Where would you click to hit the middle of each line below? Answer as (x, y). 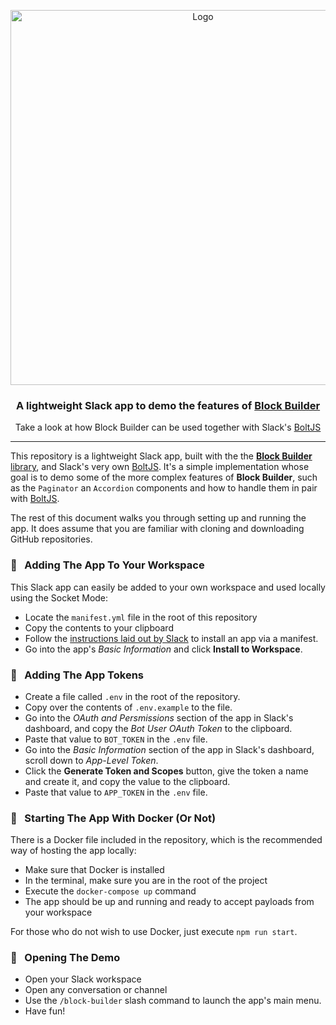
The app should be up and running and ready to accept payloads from (169, 902)
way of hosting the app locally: (73, 851)
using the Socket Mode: (59, 597)
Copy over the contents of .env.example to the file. (128, 707)
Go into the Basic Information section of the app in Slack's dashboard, (169, 749)
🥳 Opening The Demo (65, 958)
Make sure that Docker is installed (94, 870)
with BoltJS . (35, 499)
